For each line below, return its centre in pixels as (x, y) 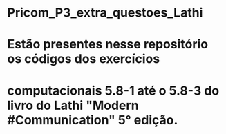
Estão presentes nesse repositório (108, 45)
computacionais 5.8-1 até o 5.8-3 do (113, 90)
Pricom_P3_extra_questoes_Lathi (105, 13)
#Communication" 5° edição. (93, 120)
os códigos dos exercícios (84, 59)
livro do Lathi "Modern (73, 105)
